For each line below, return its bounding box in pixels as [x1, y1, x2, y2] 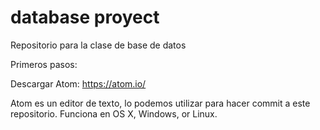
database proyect [10, 6, 160, 29]
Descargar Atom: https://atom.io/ [10, 77, 147, 90]
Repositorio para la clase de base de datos [10, 39, 187, 51]
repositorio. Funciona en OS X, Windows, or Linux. [10, 107, 218, 120]
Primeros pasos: [10, 58, 78, 70]
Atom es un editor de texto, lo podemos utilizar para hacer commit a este [10, 97, 311, 109]
